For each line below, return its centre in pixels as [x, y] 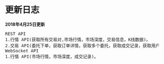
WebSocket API [22, 51]
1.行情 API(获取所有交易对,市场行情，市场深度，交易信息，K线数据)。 [78, 40]
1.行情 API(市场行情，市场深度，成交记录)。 [52, 56]
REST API [15, 34]
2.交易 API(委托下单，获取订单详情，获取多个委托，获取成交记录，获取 [78, 46]
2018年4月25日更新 [25, 24]
